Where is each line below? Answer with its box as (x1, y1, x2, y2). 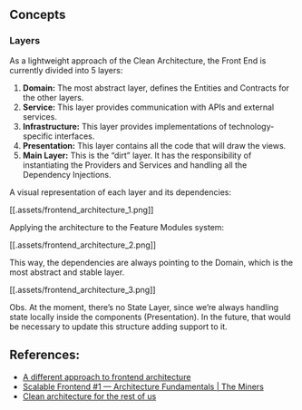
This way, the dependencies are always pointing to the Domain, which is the (9, 257, 293, 268)
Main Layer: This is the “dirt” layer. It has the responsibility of (22, 150, 252, 161)
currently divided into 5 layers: (9, 64, 123, 75)
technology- (228, 121, 275, 132)
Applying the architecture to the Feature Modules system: (9, 221, 225, 232)
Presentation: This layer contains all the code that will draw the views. (22, 140, 287, 151)
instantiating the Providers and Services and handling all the (22, 159, 248, 171)
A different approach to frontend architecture (22, 371, 191, 382)
